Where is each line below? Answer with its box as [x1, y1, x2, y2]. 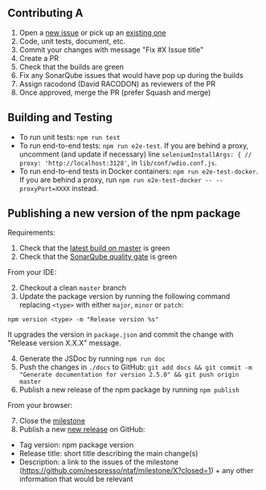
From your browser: [7, 401, 73, 410]
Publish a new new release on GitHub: [18, 425, 145, 435]
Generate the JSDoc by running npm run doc [18, 353, 166, 364]
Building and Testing [7, 111, 113, 125]
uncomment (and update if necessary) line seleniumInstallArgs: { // [18, 149, 252, 159]
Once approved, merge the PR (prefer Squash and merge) [18, 88, 211, 97]
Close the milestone [18, 416, 86, 426]
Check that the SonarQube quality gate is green [18, 252, 178, 262]
